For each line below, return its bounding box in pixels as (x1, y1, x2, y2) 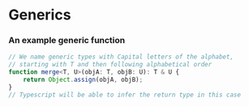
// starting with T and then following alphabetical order (8, 61, 213, 69)
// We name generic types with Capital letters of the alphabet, (8, 53, 234, 62)
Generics (8, 6, 71, 24)
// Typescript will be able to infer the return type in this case (8, 91, 242, 99)
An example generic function (8, 35, 126, 46)
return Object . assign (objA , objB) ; (23, 75, 144, 84)
